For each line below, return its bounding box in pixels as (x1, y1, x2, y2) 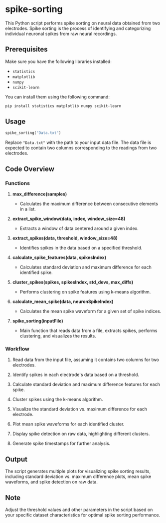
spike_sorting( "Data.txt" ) (5, 130, 61, 135)
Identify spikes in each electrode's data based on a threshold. (12, 371, 140, 378)
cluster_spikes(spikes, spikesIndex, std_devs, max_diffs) (12, 279, 134, 285)
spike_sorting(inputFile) (12, 318, 63, 323)
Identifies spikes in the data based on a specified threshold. (19, 245, 143, 250)
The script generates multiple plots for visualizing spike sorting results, (5, 468, 151, 474)
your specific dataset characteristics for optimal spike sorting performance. (5, 511, 161, 518)
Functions (5, 179, 30, 186)
